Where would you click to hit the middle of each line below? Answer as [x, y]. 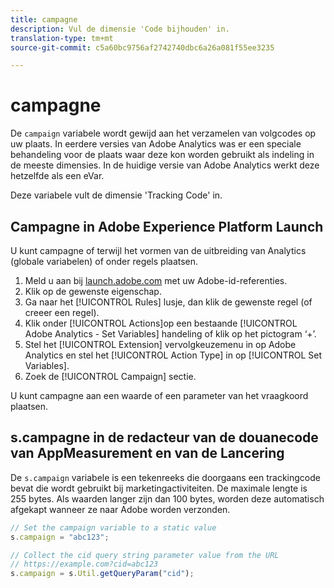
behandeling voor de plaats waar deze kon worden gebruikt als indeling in [162, 155]
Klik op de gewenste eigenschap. [93, 291]
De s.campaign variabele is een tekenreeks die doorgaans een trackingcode [165, 477]
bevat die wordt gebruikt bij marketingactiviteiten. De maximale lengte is [159, 488]
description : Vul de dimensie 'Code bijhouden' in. [120, 29]
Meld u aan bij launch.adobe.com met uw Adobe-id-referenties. [156, 280]
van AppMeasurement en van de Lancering [147, 453]
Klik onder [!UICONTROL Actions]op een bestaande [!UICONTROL [161, 323]
